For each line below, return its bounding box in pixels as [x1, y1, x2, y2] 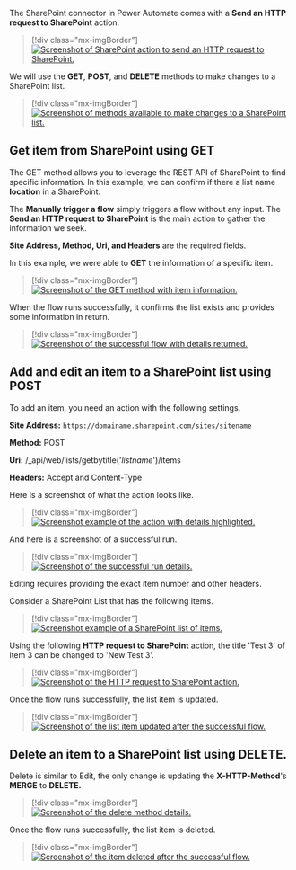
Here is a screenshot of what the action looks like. [9, 489, 195, 500]
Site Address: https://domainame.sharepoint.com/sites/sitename [9, 420, 252, 431]
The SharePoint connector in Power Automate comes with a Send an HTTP [9, 8, 287, 18]
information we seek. [9, 222, 87, 233]
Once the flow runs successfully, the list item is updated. [9, 694, 219, 705]
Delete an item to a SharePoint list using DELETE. [9, 747, 287, 762]
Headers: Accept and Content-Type [9, 472, 143, 483]
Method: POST [9, 437, 65, 448]
